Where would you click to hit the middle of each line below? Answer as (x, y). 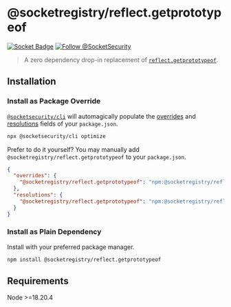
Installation (32, 82)
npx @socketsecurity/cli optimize (57, 136)
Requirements (38, 281)
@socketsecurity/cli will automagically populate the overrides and (101, 116)
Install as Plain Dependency (54, 232)
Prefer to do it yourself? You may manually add (73, 149)
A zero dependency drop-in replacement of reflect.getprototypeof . (121, 59)
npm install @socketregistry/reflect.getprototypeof (84, 259)
